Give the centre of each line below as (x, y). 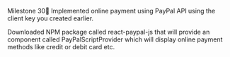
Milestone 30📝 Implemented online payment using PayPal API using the (111, 11)
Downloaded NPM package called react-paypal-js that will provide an (109, 32)
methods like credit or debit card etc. (61, 47)
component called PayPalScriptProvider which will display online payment (115, 39)
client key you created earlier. (51, 18)
